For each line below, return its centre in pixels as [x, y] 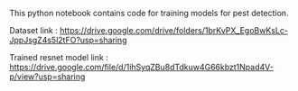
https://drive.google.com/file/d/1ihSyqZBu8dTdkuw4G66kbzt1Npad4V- [141, 67]
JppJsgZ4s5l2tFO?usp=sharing [68, 40]
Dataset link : [34, 30]
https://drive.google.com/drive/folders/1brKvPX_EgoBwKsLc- [174, 30]
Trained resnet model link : [59, 57]
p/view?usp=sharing [47, 77]
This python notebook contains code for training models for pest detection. [149, 13]
